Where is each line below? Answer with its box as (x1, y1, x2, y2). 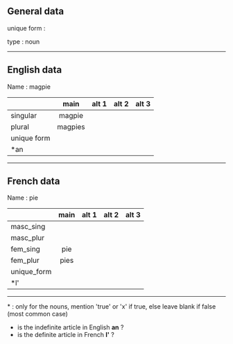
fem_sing (10, 244, 40, 254)
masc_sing (10, 222, 46, 232)
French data (7, 175, 60, 187)
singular (10, 110, 37, 120)
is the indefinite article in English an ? (17, 323, 124, 332)
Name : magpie (7, 83, 51, 91)
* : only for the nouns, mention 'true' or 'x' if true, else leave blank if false (7, 302, 216, 311)
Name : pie (7, 193, 38, 202)
